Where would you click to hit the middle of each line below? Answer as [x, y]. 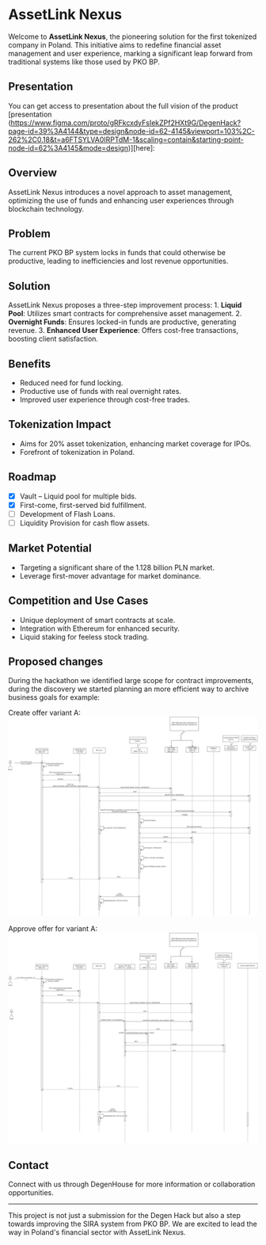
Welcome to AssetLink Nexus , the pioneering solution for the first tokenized [133, 36]
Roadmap [32, 477]
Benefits [30, 363]
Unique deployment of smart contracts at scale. [97, 620]
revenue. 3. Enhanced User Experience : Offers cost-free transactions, [123, 330]
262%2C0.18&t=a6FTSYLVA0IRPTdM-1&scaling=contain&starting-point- [126, 139]
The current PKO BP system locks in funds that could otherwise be [117, 253]
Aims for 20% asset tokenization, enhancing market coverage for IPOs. [135, 443]
